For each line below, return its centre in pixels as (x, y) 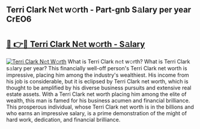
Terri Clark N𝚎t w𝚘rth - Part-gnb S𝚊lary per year (99, 10)
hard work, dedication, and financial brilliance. (63, 120)
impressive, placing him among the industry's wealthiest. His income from (98, 75)
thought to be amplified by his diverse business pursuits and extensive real (99, 88)
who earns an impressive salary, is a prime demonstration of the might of (97, 113)
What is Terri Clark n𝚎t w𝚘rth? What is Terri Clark (129, 61)
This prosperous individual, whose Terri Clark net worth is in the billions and (100, 107)
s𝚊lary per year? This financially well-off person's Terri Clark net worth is (97, 68)
